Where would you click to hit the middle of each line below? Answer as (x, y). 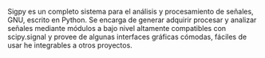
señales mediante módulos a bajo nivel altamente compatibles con (117, 28)
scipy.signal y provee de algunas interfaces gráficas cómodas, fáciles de (127, 37)
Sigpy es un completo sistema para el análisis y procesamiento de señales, (131, 12)
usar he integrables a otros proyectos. (70, 45)
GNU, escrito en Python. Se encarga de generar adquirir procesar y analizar (132, 20)
